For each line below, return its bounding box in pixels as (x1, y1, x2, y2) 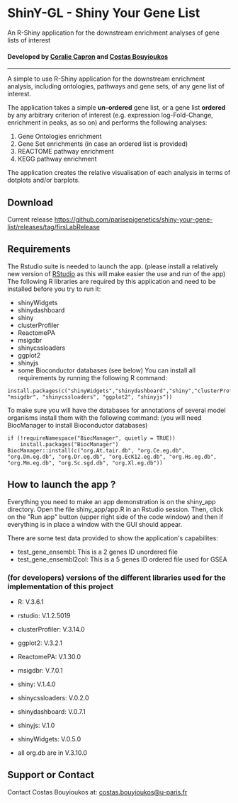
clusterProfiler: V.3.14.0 (17, 625, 85, 633)
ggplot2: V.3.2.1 (17, 639, 62, 647)
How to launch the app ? (7, 479, 116, 491)
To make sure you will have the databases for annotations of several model (7, 406, 226, 414)
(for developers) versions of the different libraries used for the (7, 572, 226, 582)
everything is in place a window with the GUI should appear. (7, 520, 183, 528)
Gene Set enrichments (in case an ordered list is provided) (17, 139, 188, 148)
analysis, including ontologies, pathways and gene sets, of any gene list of (7, 82, 225, 91)
